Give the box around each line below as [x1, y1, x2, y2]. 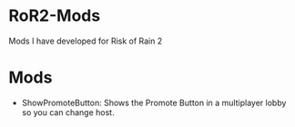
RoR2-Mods [8, 5, 101, 26]
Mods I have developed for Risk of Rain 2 [8, 35, 163, 46]
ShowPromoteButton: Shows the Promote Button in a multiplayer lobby [21, 97, 287, 108]
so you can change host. [21, 106, 115, 118]
